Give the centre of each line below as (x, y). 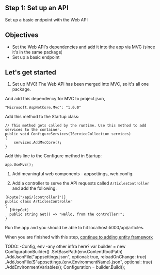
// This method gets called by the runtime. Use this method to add (76, 126)
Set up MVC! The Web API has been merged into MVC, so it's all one (80, 84)
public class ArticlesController (39, 202)
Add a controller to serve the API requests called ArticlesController (80, 183)
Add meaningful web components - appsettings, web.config (72, 174)
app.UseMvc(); (19, 165)
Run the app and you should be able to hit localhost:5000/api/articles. (75, 228)
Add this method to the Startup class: (42, 117)
